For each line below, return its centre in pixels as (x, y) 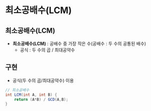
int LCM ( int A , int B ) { (31, 95)
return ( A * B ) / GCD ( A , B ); (41, 99)
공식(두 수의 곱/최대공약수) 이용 (43, 80)
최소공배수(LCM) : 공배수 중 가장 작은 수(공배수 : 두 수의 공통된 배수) (79, 44)
